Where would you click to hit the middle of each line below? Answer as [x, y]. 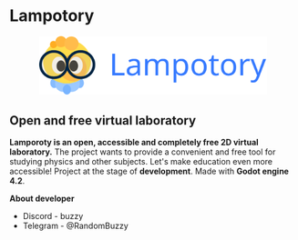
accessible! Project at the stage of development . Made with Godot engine [149, 171]
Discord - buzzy [53, 216]
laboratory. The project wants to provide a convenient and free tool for [143, 152]
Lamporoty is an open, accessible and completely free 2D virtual [134, 143]
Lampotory [52, 16]
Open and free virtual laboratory [103, 120]
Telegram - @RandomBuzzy [76, 226]
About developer [42, 199]
